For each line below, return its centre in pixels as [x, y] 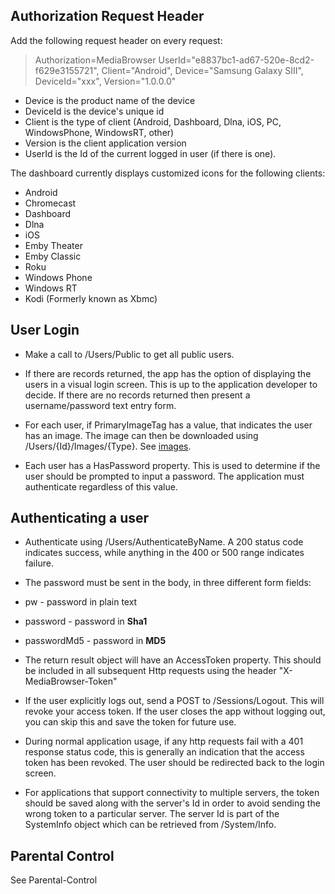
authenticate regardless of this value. [101, 486]
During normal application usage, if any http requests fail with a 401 [164, 741]
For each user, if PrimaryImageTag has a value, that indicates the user [168, 425]
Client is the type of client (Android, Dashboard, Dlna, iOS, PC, [153, 121]
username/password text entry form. [100, 405]
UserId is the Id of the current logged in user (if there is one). [150, 153]
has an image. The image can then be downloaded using [141, 435]
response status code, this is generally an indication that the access [164, 752]
